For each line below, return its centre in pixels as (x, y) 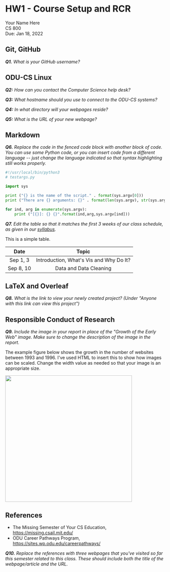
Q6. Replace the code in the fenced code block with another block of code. (84, 147)
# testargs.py (20, 178)
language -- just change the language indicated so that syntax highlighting (84, 158)
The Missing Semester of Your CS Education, (59, 527)
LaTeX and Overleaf (37, 286)
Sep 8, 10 (19, 268)
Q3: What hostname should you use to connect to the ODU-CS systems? (81, 100)
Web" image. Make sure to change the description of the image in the (78, 337)
